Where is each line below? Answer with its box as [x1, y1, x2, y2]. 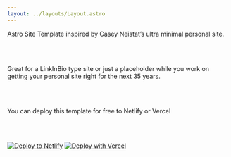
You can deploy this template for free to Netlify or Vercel [7, 106, 171, 115]
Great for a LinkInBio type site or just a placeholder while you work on [7, 64, 210, 73]
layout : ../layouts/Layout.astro [7, 10, 106, 18]
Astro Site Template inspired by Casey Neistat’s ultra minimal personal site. [7, 30, 225, 38]
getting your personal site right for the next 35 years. [7, 72, 161, 80]
